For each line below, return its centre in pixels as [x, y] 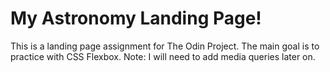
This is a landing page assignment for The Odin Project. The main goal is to [165, 46]
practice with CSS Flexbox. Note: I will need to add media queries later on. [163, 56]
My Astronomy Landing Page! [136, 18]
